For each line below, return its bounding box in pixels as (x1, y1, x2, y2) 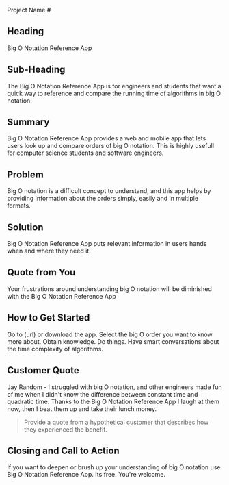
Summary (7, 116, 50, 128)
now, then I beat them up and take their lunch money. (7, 404, 157, 413)
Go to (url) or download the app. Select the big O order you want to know (7, 330, 213, 338)
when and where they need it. (7, 247, 91, 256)
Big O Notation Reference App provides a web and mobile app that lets (7, 134, 206, 142)
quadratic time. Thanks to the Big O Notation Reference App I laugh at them (7, 397, 220, 406)
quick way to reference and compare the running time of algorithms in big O (7, 89, 221, 97)
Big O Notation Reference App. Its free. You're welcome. (7, 471, 166, 479)
